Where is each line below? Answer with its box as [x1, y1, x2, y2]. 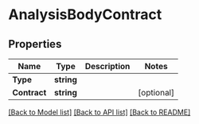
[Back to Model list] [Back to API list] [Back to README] [8, 107, 191, 117]
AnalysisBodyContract [8, 6, 162, 24]
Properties [8, 37, 62, 51]
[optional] [138, 87, 175, 98]
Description [84, 61, 131, 72]
